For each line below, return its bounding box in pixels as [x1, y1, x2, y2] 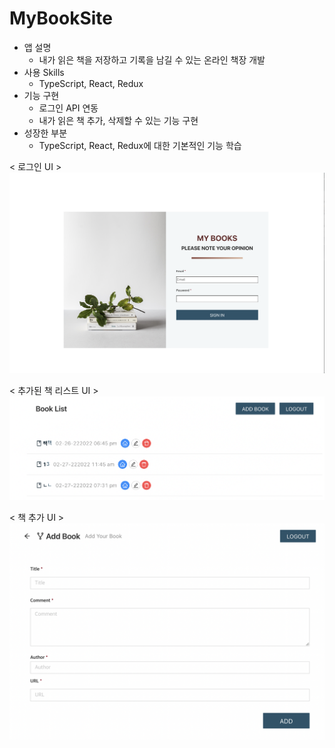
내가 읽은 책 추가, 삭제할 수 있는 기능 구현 [38, 114, 199, 126]
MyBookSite [9, 7, 113, 30]
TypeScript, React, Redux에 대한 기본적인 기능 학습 [38, 139, 242, 151]
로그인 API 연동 [38, 102, 99, 114]
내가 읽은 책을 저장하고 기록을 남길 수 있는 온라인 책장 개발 [38, 53, 266, 66]
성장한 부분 [23, 127, 68, 139]
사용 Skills [23, 66, 65, 78]
